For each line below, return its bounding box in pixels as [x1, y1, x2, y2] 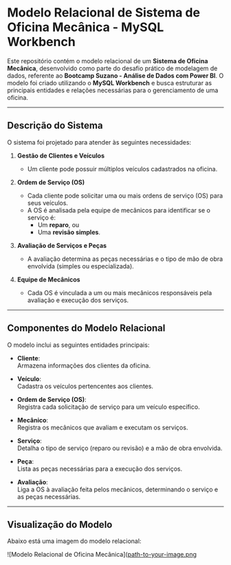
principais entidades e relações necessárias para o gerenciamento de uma [7, 86, 219, 94]
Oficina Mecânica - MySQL [7, 19, 164, 35]
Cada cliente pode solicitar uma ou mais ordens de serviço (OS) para [27, 191, 223, 200]
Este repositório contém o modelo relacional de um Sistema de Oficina [7, 56, 208, 65]
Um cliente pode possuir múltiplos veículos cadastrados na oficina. [27, 164, 218, 173]
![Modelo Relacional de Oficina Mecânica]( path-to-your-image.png [7, 551, 197, 559]
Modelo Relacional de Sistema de [7, 5, 201, 21]
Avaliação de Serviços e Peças [16, 241, 107, 249]
